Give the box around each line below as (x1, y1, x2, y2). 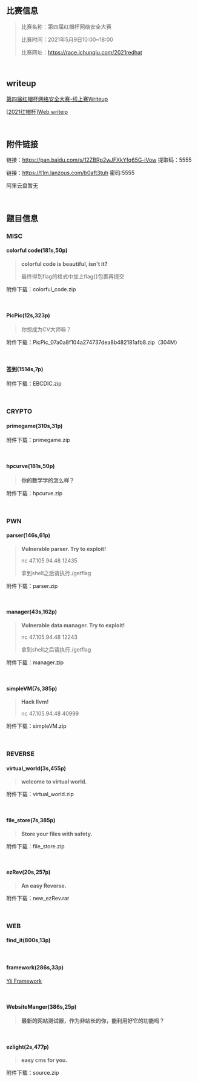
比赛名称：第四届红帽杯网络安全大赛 (21, 23, 112, 30)
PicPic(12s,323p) (6, 311, 50, 319)
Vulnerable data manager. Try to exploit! (21, 622, 125, 629)
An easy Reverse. (21, 882, 67, 889)
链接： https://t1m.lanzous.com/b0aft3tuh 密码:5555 (6, 169, 135, 177)
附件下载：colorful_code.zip (6, 285, 76, 292)
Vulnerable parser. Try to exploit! (21, 545, 107, 552)
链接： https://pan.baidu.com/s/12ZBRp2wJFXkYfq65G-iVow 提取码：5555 (6, 156, 192, 163)
